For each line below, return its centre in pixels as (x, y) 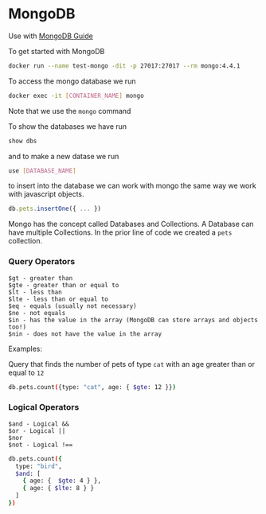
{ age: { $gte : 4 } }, (62, 481)
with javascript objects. (47, 194)
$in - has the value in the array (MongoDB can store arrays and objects (133, 320)
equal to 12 (26, 372)
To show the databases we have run (68, 126)
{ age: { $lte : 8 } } (58, 489)
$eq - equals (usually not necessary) (72, 306)
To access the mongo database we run (72, 81)
